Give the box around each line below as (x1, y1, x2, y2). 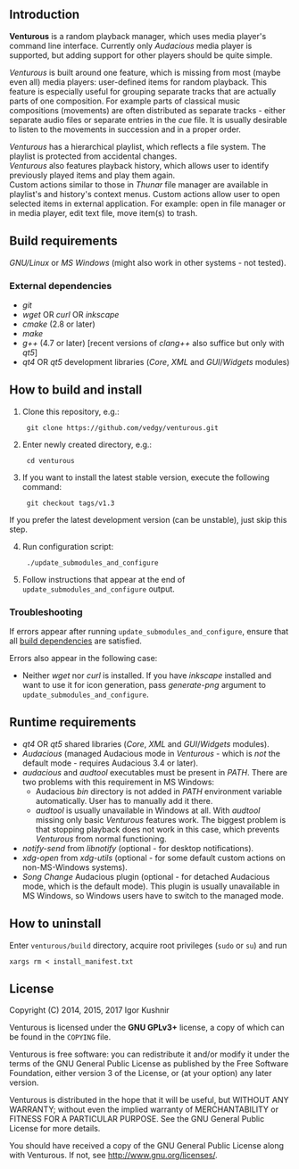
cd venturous (26, 456, 75, 465)
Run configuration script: (21, 541, 114, 551)
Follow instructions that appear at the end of (21, 574, 186, 584)
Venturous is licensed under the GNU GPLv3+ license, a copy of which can (9, 1022, 286, 1033)
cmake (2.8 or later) (21, 319, 96, 329)
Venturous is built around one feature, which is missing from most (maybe (9, 67, 281, 78)
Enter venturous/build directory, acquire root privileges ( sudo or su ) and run (9, 940, 287, 950)
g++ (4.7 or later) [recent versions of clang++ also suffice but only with (21, 337, 285, 348)
